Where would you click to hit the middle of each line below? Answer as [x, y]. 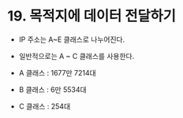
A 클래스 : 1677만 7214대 [57, 72]
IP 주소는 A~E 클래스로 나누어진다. [72, 39]
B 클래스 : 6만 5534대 [53, 89]
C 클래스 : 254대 [45, 106]
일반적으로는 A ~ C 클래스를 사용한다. [77, 56]
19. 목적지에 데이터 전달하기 [92, 16]
